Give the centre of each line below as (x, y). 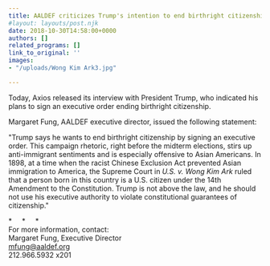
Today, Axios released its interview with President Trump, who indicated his (133, 98)
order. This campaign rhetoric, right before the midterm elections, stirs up (130, 146)
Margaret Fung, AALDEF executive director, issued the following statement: (133, 122)
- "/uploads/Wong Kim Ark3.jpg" (62, 68)
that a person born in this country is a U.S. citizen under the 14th (115, 179)
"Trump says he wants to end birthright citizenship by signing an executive (132, 137)
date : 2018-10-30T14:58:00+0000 (62, 30)
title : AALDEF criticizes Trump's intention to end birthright (117, 16)
